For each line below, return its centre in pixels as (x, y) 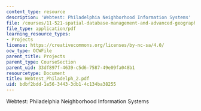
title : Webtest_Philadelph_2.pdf (48, 79)
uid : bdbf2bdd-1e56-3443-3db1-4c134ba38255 (61, 85)
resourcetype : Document (36, 73)
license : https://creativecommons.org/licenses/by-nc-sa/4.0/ (85, 46)
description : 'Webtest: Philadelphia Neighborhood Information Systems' (99, 17)
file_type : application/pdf (41, 28)
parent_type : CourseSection (41, 62)
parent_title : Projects (36, 56)
